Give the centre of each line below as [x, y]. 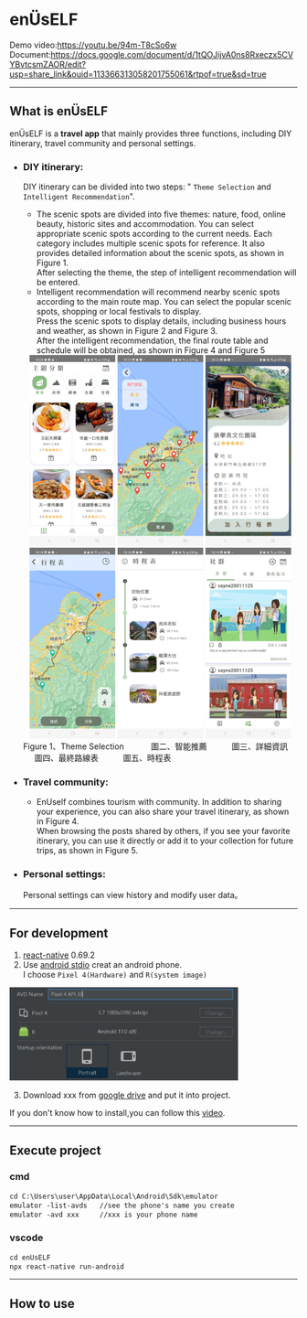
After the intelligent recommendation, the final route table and [152, 341]
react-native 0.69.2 [59, 955]
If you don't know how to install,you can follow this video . [117, 1113]
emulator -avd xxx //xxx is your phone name [104, 1215]
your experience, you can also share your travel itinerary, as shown [163, 812]
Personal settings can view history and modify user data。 [132, 895]
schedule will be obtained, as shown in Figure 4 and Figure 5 [151, 350]
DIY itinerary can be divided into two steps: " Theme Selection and [147, 187]
